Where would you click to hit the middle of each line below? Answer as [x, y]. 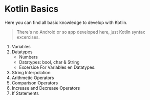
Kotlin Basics [32, 9]
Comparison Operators [35, 83]
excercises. [28, 37]
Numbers [28, 57]
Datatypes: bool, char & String [49, 62]
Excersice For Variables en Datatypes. [57, 67]
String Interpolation [31, 72]
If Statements [25, 93]
